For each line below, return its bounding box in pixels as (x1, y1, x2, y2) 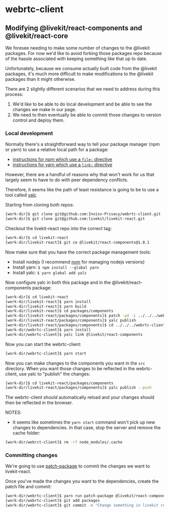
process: (5, 91, 24, 97)
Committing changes (5, 452, 58, 459)
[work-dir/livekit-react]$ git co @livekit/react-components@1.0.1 (5, 240, 150, 245)
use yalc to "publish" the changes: (19, 371, 91, 377)
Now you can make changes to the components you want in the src (5, 360, 145, 366)
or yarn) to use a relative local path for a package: (5, 146, 109, 152)
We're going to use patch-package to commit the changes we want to (5, 463, 150, 469)
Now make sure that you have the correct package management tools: (5, 249, 151, 255)
